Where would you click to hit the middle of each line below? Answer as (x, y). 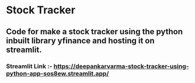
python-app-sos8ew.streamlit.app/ (58, 73)
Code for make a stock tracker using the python (94, 32)
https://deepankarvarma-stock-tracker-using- (121, 66)
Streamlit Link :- (29, 66)
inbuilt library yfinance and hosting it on (80, 40)
